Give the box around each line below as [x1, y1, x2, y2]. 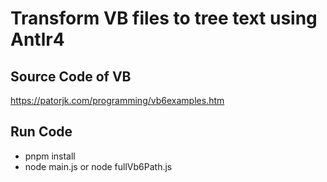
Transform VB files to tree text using [10, 7, 318, 30]
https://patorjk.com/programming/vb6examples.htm [10, 95, 225, 106]
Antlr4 [10, 28, 65, 51]
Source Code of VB [10, 68, 132, 85]
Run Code [10, 123, 73, 141]
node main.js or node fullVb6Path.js [24, 160, 173, 172]
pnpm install [24, 150, 76, 162]
